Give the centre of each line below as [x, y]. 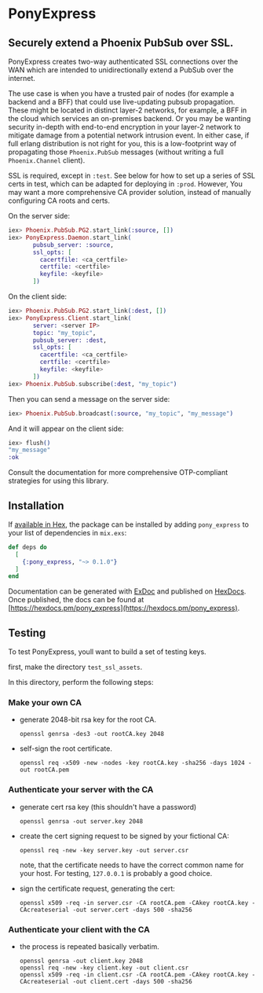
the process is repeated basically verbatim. [89, 947]
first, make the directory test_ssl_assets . [75, 667]
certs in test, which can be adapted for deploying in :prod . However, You [126, 184]
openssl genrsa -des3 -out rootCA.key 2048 [92, 734]
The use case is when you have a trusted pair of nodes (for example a [121, 94]
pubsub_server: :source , [73, 245]
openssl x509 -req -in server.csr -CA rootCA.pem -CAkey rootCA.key [134, 903]
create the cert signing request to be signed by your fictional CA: [124, 836]
